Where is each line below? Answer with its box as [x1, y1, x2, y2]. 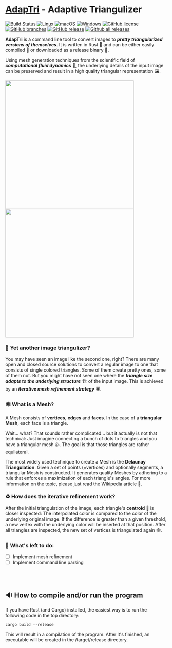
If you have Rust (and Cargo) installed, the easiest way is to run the [5, 607, 147, 613]
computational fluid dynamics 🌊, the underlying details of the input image [5, 62, 164, 68]
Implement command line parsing [12, 559, 84, 566]
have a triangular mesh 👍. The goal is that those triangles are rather [5, 441, 150, 448]
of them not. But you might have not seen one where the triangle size [5, 373, 153, 379]
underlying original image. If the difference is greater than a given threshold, [5, 515, 167, 522]
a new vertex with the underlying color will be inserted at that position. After [5, 521, 166, 527]
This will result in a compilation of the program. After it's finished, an [5, 631, 150, 638]
